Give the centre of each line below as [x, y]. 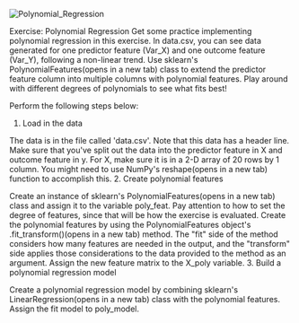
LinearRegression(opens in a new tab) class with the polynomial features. [145, 299]
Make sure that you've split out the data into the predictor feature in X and [146, 150]
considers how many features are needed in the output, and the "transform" [149, 244]
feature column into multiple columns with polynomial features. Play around [149, 79]
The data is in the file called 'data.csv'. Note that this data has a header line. [149, 140]
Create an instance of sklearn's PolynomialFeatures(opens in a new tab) [142, 196]
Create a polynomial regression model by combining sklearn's [124, 290]
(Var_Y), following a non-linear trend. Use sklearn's [104, 60]
